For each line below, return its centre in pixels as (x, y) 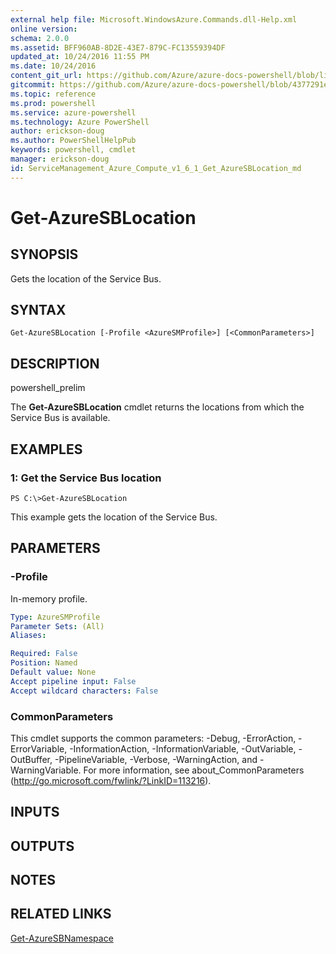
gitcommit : (33, 85)
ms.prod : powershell (53, 103)
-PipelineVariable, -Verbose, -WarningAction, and (156, 759)
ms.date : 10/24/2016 (53, 66)
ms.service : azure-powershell (73, 112)
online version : (44, 29)
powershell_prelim (48, 388)
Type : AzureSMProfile (55, 617)
